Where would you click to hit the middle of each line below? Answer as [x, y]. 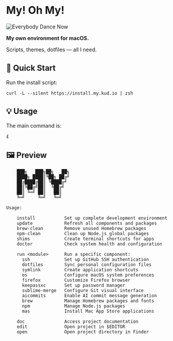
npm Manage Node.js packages [74, 306]
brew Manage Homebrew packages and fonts [88, 301]
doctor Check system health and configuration [89, 244]
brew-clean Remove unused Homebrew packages [81, 229]
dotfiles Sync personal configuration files [86, 265]
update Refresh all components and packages [87, 223]
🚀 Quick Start [31, 68]
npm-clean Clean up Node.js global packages [83, 234]
